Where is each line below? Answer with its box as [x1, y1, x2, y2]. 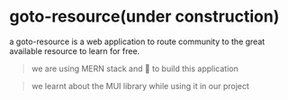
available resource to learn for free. [9, 45, 140, 56]
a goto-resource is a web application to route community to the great [9, 36, 265, 47]
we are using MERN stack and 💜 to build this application [31, 63, 238, 74]
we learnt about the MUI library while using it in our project [31, 80, 250, 91]
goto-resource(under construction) [9, 6, 280, 27]
